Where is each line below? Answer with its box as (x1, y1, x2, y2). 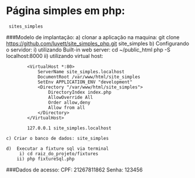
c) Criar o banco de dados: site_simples (6, 135, 109, 141)
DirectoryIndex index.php (48, 89, 112, 95)
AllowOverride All (48, 94, 93, 100)
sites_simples (8, 23, 43, 29)
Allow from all (48, 104, 85, 111)
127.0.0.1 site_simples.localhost (27, 125, 112, 131)
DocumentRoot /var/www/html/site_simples (37, 74, 141, 80)
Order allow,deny (48, 100, 91, 105)
